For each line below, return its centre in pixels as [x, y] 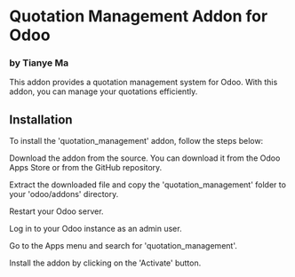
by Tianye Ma [39, 63]
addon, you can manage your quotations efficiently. [104, 91]
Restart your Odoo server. [56, 211]
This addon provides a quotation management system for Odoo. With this [144, 83]
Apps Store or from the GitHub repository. [86, 168]
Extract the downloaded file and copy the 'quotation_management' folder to [148, 185]
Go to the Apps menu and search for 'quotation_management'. [123, 246]
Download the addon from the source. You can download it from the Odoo [145, 158]
